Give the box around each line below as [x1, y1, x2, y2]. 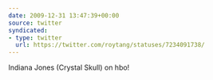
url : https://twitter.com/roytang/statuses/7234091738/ [15, 41, 205, 49]
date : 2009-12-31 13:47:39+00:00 [8, 11, 120, 20]
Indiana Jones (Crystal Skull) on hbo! [8, 63, 130, 72]
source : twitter [8, 19, 62, 27]
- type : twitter [8, 33, 62, 42]
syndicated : [8, 26, 48, 34]
